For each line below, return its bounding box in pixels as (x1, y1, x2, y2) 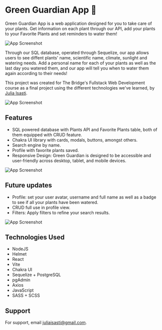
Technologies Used (5, 233, 65, 241)
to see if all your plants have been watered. (12, 199, 98, 205)
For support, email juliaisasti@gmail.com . (5, 320, 87, 326)
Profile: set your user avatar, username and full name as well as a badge (12, 194, 157, 200)
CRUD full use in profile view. (12, 204, 70, 210)
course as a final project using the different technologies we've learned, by (5, 85, 155, 91)
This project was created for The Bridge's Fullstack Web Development (5, 80, 145, 86)
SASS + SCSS (12, 293, 40, 298)
